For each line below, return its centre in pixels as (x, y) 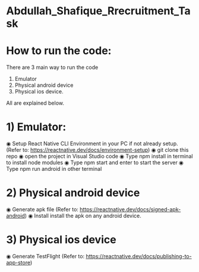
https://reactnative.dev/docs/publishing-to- (139, 256)
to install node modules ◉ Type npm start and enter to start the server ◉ (95, 162)
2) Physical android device (73, 193)
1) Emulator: (36, 127)
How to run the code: (59, 51)
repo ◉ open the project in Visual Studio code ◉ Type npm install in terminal (99, 157)
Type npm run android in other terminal (54, 169)
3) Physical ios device (61, 240)
